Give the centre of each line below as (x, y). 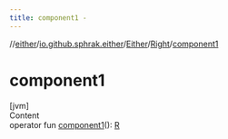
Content (25, 115)
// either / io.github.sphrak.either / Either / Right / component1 (114, 44)
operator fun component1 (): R (64, 124)
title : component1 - (49, 18)
